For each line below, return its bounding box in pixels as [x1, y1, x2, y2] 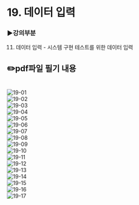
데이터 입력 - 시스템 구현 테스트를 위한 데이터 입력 [15, 44, 134, 51]
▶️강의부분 [7, 29, 36, 37]
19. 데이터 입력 [7, 5, 75, 19]
